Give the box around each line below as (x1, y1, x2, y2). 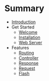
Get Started (11, 24, 35, 30)
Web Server (18, 39, 43, 45)
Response (18, 60, 39, 66)
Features (11, 45, 29, 50)
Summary (4, 3, 44, 14)
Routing (18, 49, 34, 56)
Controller (18, 55, 39, 61)
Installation (18, 34, 40, 40)
